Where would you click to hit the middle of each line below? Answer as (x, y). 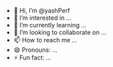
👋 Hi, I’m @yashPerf (42, 11)
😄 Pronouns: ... (36, 50)
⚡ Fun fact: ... (32, 57)
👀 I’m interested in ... (42, 18)
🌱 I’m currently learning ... (50, 25)
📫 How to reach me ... (45, 40)
